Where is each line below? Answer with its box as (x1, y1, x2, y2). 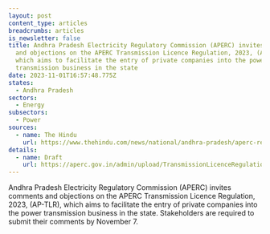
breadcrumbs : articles (8, 26, 84, 34)
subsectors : (8, 109, 48, 117)
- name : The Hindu (15, 131, 78, 139)
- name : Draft (15, 153, 63, 161)
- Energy (15, 101, 45, 109)
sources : (8, 123, 38, 131)
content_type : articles (8, 19, 88, 27)
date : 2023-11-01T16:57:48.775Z (8, 71, 117, 79)
